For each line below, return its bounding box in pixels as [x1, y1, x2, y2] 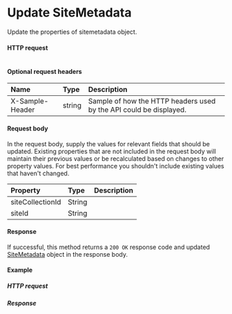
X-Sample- [10, 97, 49, 106]
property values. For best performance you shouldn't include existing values [7, 161, 224, 170]
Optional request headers [7, 67, 82, 75]
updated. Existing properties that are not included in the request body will [7, 147, 216, 155]
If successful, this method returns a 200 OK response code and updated [7, 243, 211, 251]
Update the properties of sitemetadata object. [7, 28, 137, 36]
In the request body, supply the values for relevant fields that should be [7, 139, 211, 148]
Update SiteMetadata [7, 5, 132, 21]
